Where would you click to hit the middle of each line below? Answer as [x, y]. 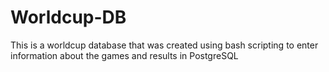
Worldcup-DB [68, 17]
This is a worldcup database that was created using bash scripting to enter [164, 45]
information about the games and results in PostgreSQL [124, 55]
